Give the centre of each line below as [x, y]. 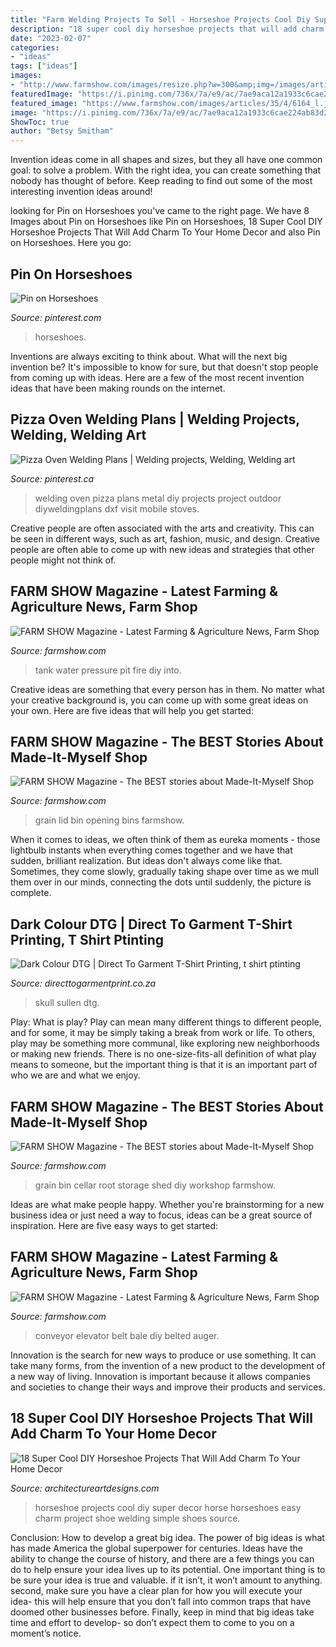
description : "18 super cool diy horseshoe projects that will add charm [167, 29]
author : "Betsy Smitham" [62, 131]
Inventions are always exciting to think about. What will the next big [149, 356]
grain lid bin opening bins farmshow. [109, 820]
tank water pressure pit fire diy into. [108, 670]
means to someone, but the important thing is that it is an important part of [164, 1065]
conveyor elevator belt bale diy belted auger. [127, 1335]
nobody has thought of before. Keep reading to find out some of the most [161, 181]
